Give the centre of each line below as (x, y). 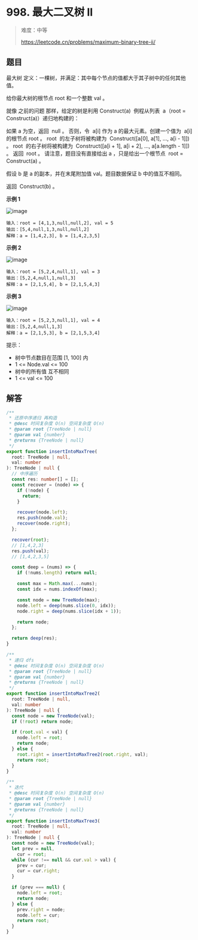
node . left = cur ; (39, 915)
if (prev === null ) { (39, 887)
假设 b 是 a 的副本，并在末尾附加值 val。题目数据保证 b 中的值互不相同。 (96, 174)
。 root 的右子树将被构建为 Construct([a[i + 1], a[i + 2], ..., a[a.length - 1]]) (98, 146)
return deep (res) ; (35, 638)
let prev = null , (33, 848)
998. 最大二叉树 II (50, 12)
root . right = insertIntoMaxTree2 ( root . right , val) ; (83, 755)
